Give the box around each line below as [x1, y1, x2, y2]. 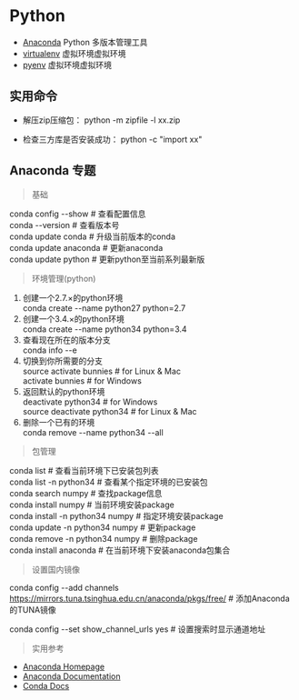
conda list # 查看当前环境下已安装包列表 [9, 465, 159, 475]
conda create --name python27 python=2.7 [22, 302, 186, 314]
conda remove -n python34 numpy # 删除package [9, 533, 198, 544]
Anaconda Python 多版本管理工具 [22, 36, 148, 47]
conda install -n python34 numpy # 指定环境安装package [9, 510, 224, 521]
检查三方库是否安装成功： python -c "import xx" [22, 134, 203, 145]
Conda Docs [22, 680, 70, 691]
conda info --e [22, 345, 77, 355]
